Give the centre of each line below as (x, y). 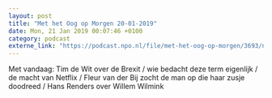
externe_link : (32, 46)
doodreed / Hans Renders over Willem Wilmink (86, 87)
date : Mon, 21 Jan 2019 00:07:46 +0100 (76, 31)
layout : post (30, 16)
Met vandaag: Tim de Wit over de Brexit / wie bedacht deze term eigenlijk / (133, 69)
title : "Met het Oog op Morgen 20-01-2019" (83, 23)
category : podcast (39, 38)
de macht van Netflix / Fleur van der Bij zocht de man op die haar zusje (127, 78)
